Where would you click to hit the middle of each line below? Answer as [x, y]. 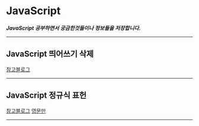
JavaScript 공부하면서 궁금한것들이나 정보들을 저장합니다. [73, 28]
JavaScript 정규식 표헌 [46, 96]
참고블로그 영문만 [26, 111]
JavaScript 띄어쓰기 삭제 [50, 54]
